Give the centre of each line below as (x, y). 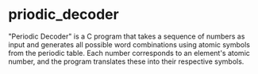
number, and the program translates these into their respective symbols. (126, 61)
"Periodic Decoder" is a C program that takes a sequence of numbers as (127, 36)
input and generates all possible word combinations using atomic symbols (129, 44)
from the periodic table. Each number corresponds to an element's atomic (129, 53)
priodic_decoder (64, 15)
